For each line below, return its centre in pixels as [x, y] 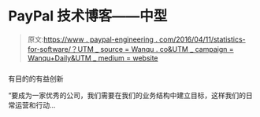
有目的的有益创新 [36, 79]
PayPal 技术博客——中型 [88, 16]
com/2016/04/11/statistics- [202, 39]
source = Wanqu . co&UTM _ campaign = [167, 49]
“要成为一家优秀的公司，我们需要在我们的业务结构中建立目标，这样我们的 [127, 95]
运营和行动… [35, 105]
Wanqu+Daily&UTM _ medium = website [93, 58]
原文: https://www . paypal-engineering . [92, 39]
